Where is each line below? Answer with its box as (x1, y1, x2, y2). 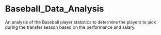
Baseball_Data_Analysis (5, 3, 104, 14)
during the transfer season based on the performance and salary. (5, 24, 136, 30)
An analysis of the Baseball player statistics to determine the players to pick (5, 19, 156, 25)
